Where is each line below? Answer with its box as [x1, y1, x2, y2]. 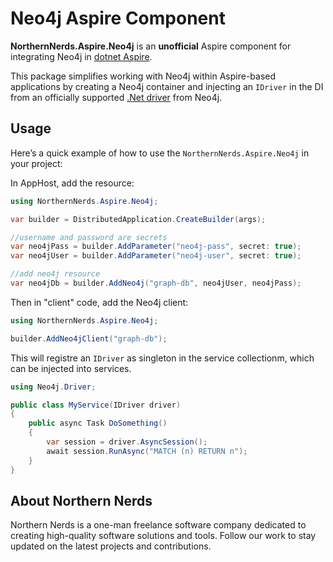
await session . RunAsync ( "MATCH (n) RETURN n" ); [46, 446, 248, 456]
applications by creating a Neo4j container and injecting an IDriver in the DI [10, 80, 324, 92]
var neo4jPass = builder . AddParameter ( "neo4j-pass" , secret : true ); [10, 242, 302, 252]
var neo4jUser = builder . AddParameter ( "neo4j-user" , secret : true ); [10, 251, 302, 261]
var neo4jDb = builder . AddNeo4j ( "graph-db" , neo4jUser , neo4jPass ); [10, 278, 302, 288]
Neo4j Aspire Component [10, 7, 226, 30]
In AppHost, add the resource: [10, 177, 135, 189]
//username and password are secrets [10, 232, 168, 242]
